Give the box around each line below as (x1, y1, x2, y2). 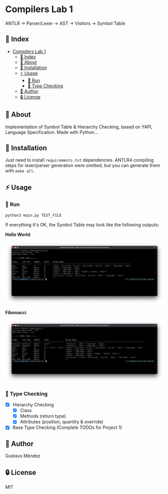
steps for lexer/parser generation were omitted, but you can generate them (5, 163, 160, 169)
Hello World (5, 231, 31, 238)
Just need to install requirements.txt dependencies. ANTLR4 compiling (5, 157, 154, 163)
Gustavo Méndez (5, 453, 41, 459)
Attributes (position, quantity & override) (20, 419, 104, 425)
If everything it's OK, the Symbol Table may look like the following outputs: (5, 222, 159, 228)
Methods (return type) (20, 413, 66, 419)
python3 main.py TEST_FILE (5, 213, 62, 218)
